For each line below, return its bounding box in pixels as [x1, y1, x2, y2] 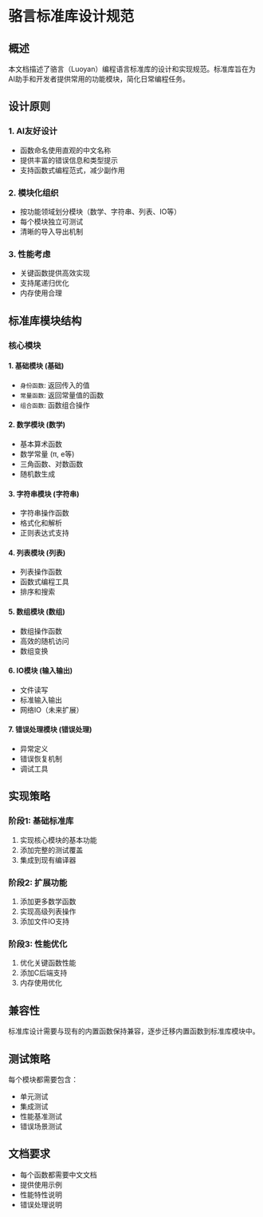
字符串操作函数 [19, 508, 69, 518]
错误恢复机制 [19, 754, 62, 764]
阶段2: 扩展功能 [8, 877, 68, 888]
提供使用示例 [19, 1179, 62, 1189]
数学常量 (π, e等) [19, 449, 75, 459]
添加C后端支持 [19, 968, 68, 978]
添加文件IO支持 [19, 917, 70, 926]
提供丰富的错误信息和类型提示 [19, 155, 118, 164]
